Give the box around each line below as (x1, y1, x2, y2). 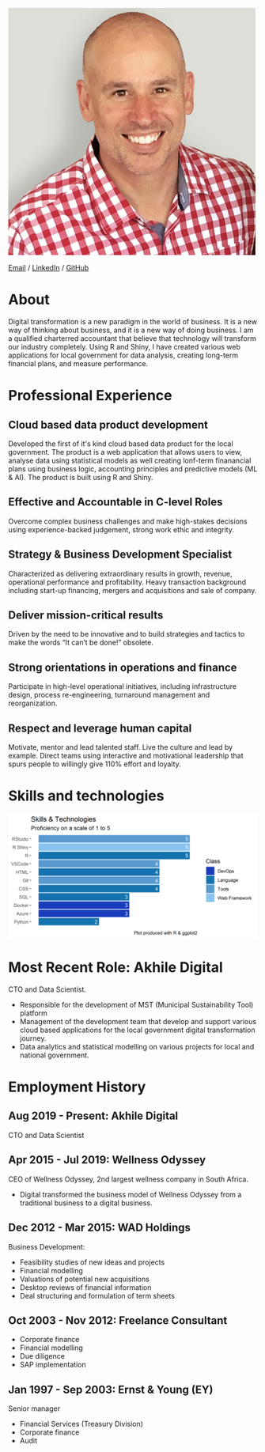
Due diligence (19, 1352, 66, 1361)
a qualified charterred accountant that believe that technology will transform (8, 333, 257, 343)
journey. (19, 1033, 47, 1043)
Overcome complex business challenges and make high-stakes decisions (8, 516, 248, 526)
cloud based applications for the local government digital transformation (19, 1025, 256, 1034)
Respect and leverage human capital (8, 721, 192, 735)
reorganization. (8, 698, 58, 708)
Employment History (8, 1078, 146, 1096)
